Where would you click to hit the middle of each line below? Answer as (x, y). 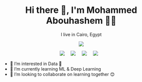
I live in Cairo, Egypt (81, 34)
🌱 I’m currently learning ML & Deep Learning (55, 69)
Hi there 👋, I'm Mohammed (81, 10)
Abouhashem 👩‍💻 (81, 21)
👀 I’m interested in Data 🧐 (36, 64)
